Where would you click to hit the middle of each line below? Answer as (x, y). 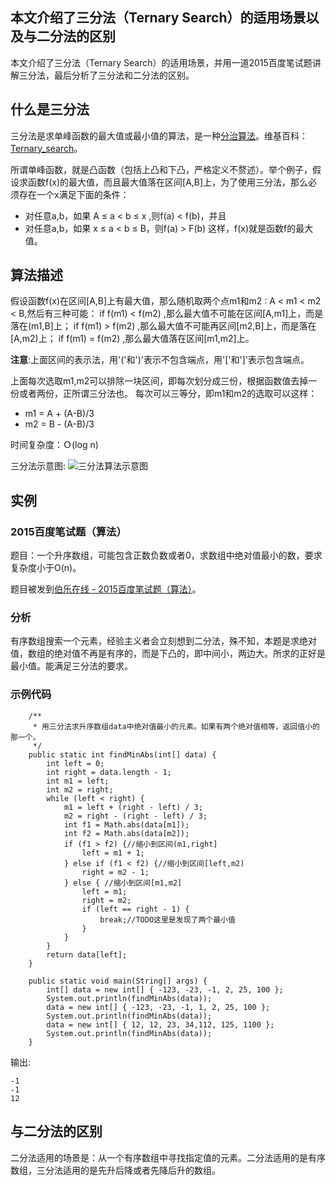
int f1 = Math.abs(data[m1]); (126, 824)
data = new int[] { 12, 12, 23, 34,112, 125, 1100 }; (160, 1024)
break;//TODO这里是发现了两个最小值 (167, 919)
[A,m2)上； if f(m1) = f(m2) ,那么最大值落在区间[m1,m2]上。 (132, 339)
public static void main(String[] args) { (118, 981)
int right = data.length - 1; (109, 772)
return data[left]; (87, 954)
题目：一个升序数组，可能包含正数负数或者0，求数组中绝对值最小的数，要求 (166, 555)
